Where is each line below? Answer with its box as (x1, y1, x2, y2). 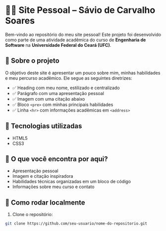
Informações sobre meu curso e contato (12, 184, 95, 190)
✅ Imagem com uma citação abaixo (12, 96, 85, 102)
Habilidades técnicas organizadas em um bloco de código (12, 179, 131, 185)
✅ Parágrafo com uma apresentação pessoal (12, 90, 104, 96)
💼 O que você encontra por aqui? (5, 154, 108, 163)
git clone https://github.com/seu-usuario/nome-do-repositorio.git (5, 221, 148, 226)
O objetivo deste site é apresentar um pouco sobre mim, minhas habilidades (5, 70, 161, 76)
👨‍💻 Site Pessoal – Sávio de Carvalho (5, 4, 156, 16)
